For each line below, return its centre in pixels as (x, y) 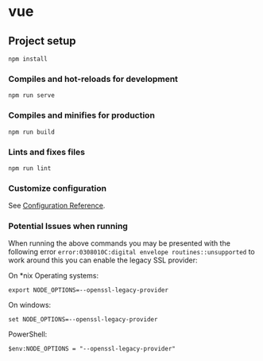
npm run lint (30, 168)
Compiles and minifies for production (81, 115)
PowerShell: (28, 334)
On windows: (30, 305)
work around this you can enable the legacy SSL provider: (103, 260)
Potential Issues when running (68, 227)
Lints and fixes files (47, 152)
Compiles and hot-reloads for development (93, 79)
